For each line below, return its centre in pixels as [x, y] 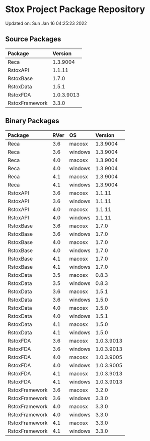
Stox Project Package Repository [75, 9]
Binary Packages [32, 121]
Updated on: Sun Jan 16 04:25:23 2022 [46, 23]
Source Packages [33, 39]
